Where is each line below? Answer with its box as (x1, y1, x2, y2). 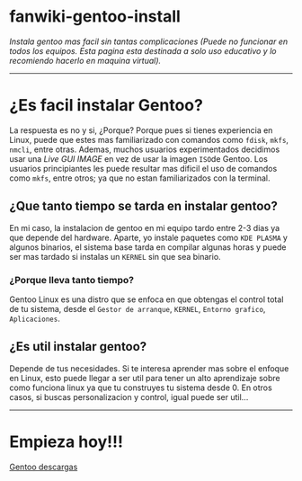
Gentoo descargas (9, 461, 78, 472)
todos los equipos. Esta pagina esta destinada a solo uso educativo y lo (9, 45, 277, 56)
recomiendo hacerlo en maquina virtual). (9, 55, 162, 66)
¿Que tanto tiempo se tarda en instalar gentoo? (9, 199, 279, 214)
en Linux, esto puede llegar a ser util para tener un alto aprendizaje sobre (9, 372, 280, 383)
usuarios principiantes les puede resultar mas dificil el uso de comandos (9, 163, 278, 174)
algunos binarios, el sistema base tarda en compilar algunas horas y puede (9, 241, 287, 253)
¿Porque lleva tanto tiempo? (9, 273, 135, 286)
